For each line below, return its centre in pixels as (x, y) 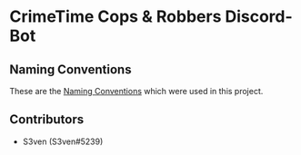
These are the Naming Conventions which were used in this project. (136, 91)
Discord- (259, 17)
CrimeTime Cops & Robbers (115, 17)
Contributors (47, 120)
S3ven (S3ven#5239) (63, 141)
